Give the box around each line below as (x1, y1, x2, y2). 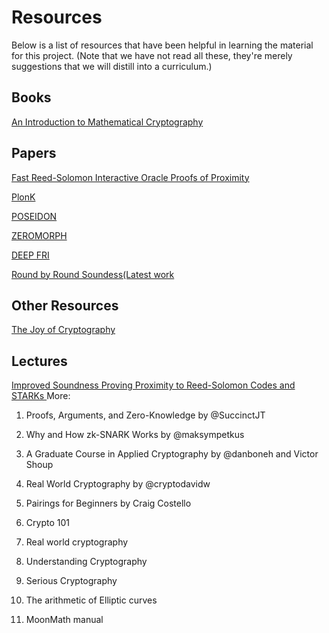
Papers (11, 145, 57, 162)
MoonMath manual (25, 614, 104, 626)
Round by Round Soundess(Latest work (11, 268, 175, 280)
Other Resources (11, 297, 119, 314)
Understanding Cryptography (25, 556, 148, 568)
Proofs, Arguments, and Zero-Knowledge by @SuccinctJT (25, 409, 266, 421)
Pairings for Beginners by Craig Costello (25, 497, 192, 510)
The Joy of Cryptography (11, 324, 116, 336)
